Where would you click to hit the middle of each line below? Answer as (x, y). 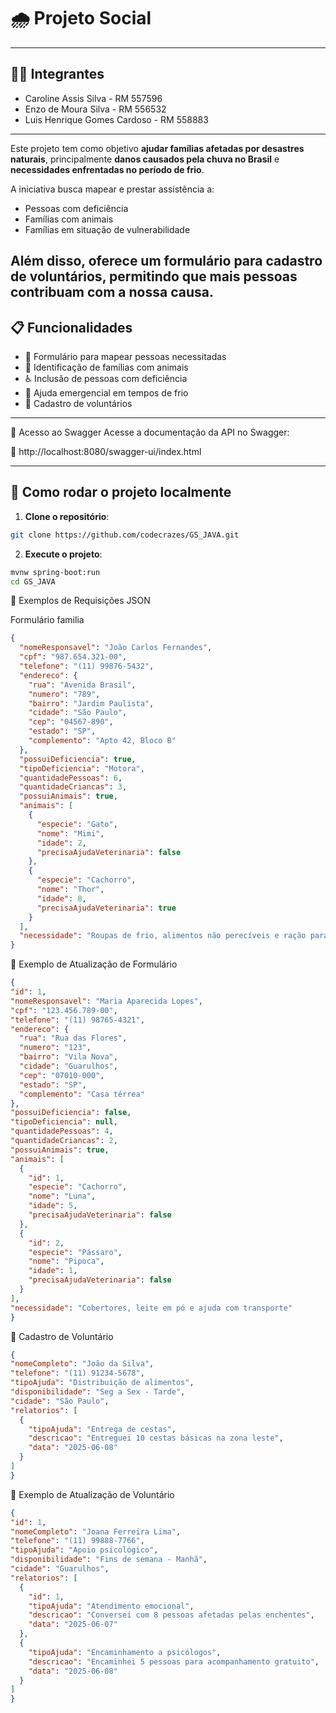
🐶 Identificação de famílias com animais (106, 367)
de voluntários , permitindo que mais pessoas (154, 276)
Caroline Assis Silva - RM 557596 (93, 98)
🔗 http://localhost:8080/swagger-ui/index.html (106, 451)
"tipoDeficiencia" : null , (64, 1122)
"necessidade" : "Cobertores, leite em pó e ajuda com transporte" (151, 1308)
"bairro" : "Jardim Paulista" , (91, 703)
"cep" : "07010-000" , (62, 1075)
